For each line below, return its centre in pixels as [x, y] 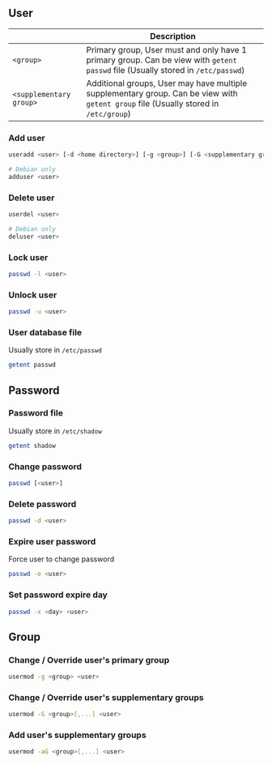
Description [173, 36]
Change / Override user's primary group [89, 659]
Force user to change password [62, 559]
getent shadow [32, 446]
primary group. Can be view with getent [161, 60]
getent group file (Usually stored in [153, 103]
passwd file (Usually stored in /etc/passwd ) [166, 70]
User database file [45, 332]
